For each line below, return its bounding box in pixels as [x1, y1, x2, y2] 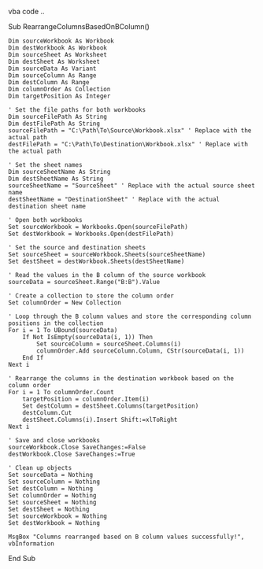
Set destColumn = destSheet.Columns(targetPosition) [22, 402, 199, 410]
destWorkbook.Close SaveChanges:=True [8, 450, 135, 458]
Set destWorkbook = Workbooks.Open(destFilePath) [8, 230, 175, 238]
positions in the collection [8, 320, 104, 327]
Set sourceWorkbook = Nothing [8, 512, 108, 520]
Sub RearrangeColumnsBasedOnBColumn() [8, 22, 150, 31]
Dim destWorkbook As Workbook [8, 44, 108, 52]
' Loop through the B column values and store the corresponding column [8, 312, 252, 320]
